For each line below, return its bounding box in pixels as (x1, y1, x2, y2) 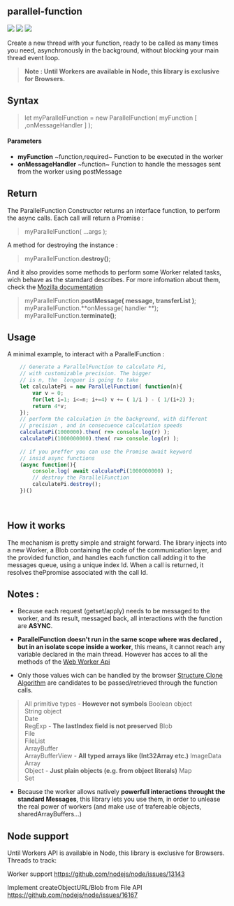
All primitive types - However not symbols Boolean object (24, 699, 192, 708)
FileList (24, 737, 45, 745)
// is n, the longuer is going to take (20, 377, 139, 384)
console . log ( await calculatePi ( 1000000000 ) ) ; (32, 468, 173, 475)
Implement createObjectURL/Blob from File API (7, 884, 142, 892)
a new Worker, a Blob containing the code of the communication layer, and (7, 545, 222, 554)
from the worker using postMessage (17, 167, 122, 176)
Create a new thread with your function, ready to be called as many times (7, 39, 219, 47)
